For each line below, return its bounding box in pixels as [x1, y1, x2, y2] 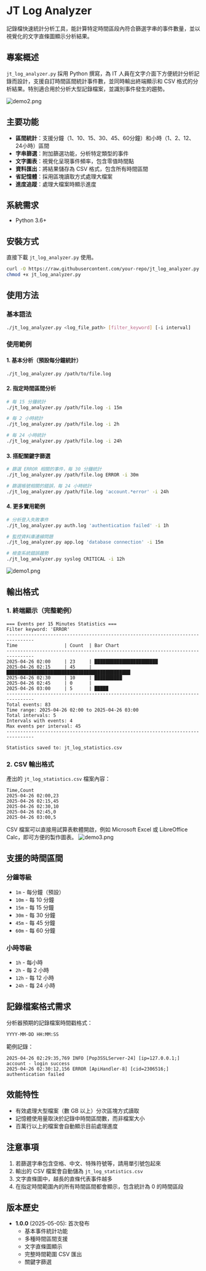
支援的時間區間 [6, 853, 63, 864]
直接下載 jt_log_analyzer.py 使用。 [6, 253, 97, 261]
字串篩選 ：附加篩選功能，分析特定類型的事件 [15, 149, 129, 157]
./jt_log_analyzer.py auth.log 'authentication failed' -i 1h [6, 522, 169, 529]
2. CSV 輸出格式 [6, 760, 54, 769]
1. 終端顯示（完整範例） [6, 606, 76, 615]
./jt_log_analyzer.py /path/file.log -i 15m [6, 404, 122, 411]
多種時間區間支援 [24, 1235, 68, 1243]
